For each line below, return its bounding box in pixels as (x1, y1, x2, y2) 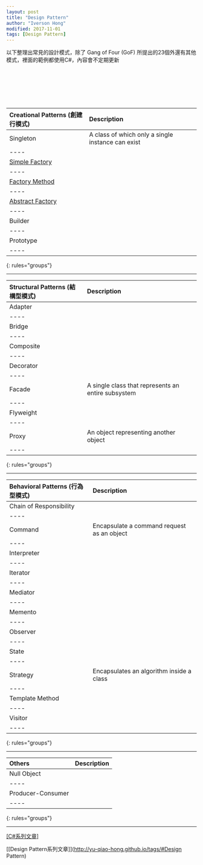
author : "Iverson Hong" (6, 20, 66, 26)
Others (9, 759, 30, 768)
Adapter (9, 303, 33, 311)
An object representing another (86, 428, 176, 436)
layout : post (6, 8, 39, 15)
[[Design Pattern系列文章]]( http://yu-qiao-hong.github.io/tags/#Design (6, 846, 182, 853)
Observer (9, 628, 36, 636)
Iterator (9, 568, 30, 577)
